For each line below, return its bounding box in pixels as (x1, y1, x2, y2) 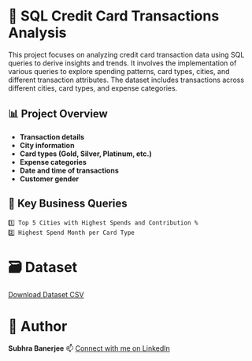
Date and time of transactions (19, 166, 120, 175)
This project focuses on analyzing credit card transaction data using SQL (8, 50, 245, 59)
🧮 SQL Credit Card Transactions (8, 7, 220, 25)
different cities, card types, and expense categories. (8, 83, 178, 93)
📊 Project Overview (8, 107, 108, 121)
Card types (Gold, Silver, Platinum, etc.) (19, 149, 152, 158)
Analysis (8, 24, 67, 42)
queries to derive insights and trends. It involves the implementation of (8, 58, 237, 68)
